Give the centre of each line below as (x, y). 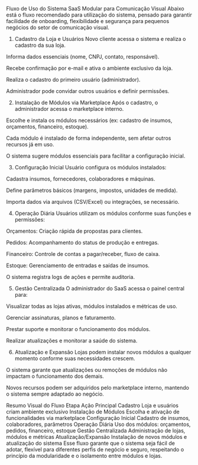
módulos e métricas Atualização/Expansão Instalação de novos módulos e (97, 437)
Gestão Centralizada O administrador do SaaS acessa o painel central (100, 288)
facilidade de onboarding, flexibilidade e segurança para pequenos (88, 21)
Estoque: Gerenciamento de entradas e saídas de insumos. (78, 265)
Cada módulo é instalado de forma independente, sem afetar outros (89, 138)
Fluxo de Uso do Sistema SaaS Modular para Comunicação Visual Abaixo (95, 9)
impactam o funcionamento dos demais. (55, 376)
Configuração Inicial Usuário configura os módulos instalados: (90, 167)
